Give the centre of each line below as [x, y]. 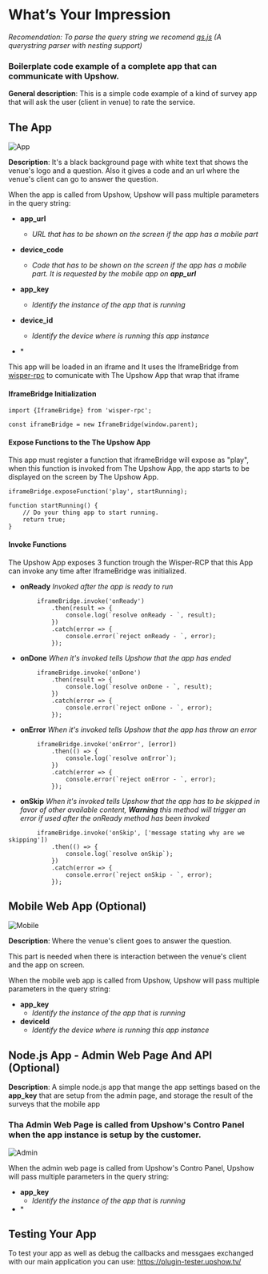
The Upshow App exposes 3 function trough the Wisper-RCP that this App [131, 562]
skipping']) [28, 840]
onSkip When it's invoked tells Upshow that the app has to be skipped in [140, 801]
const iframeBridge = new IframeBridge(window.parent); [103, 425]
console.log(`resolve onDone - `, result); [139, 686]
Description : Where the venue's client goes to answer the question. [120, 941]
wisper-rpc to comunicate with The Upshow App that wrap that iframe [124, 376]
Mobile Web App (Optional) [77, 906]
